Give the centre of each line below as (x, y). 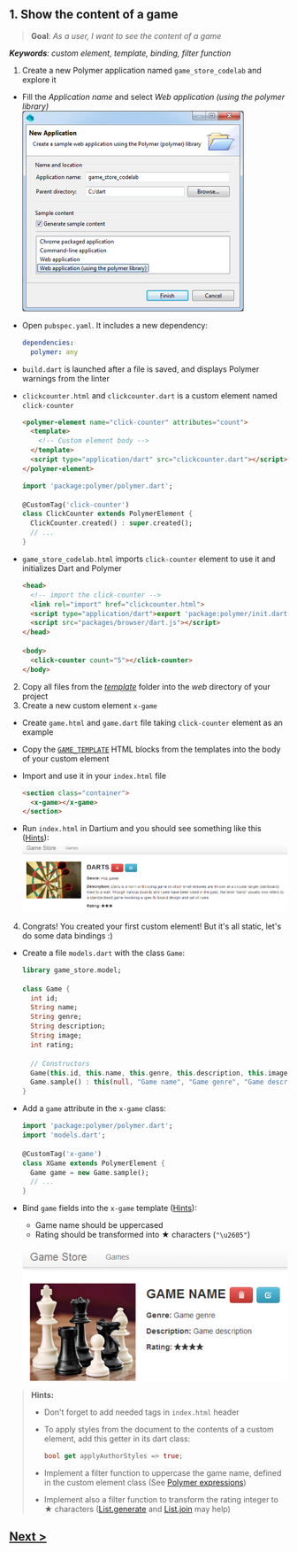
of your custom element (65, 758)
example (38, 732)
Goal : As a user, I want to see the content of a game (126, 35)
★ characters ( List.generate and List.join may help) (137, 1510)
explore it (39, 80)
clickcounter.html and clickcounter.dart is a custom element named (150, 395)
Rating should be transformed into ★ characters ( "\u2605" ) (143, 1235)
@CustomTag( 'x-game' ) (61, 1154)
